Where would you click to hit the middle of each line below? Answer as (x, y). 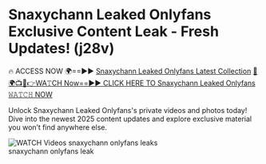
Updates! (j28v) (62, 49)
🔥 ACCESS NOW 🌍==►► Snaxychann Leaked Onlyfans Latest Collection (130, 71)
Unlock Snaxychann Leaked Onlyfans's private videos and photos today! (128, 110)
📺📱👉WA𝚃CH (35, 83)
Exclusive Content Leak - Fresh (114, 31)
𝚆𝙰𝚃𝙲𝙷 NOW (31, 94)
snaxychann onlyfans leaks (113, 143)
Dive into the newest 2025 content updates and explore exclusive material (130, 119)
